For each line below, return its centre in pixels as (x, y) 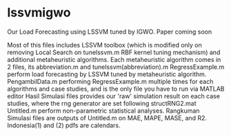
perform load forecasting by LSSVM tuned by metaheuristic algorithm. (107, 74)
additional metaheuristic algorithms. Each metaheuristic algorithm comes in (114, 59)
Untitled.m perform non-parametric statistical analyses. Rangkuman (103, 111)
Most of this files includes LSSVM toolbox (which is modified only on (104, 45)
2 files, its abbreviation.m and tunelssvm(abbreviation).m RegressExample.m (116, 67)
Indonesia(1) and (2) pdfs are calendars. (64, 125)
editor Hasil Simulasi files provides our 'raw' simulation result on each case (114, 96)
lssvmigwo (39, 13)
